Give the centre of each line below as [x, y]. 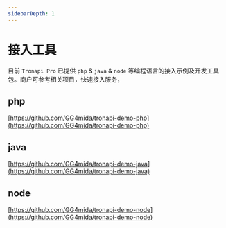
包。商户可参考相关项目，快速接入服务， [66, 79]
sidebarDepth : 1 [31, 14]
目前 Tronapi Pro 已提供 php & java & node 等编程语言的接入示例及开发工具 [114, 71]
